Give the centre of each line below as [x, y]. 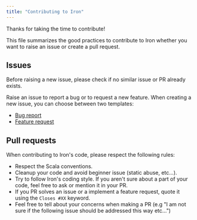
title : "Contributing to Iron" [45, 12]
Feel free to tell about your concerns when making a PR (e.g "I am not [100, 204]
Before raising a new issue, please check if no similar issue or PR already [96, 80]
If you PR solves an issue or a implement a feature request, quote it [97, 192]
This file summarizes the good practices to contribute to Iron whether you [97, 40]
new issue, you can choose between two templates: [70, 104]
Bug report [28, 115]
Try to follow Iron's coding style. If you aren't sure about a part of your [101, 179]
